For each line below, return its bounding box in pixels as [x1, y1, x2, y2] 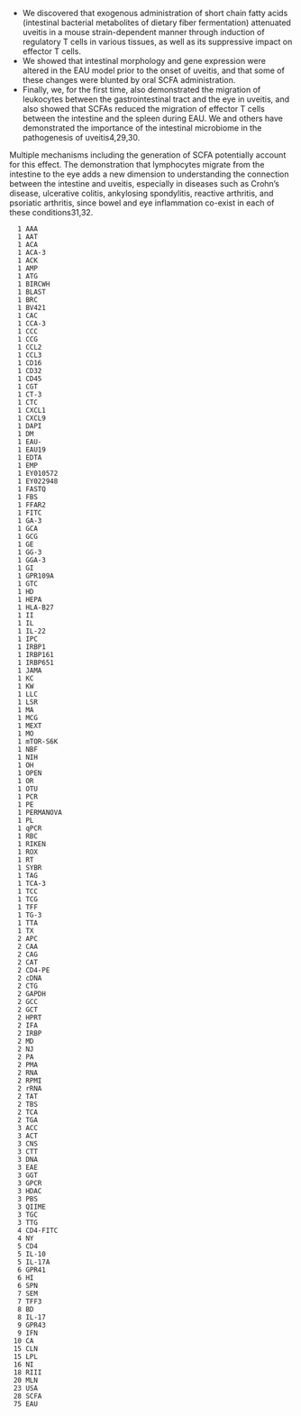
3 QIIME [17, 1202, 47, 1211]
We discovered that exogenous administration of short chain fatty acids [22, 8, 288, 18]
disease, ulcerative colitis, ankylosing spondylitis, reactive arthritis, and [9, 188, 274, 198]
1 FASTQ [17, 485, 47, 494]
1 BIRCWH [17, 279, 50, 288]
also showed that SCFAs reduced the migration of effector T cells [22, 104, 266, 114]
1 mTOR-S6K [17, 737, 59, 746]
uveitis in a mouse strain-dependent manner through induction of [22, 27, 265, 37]
